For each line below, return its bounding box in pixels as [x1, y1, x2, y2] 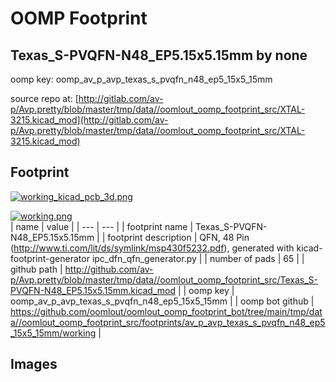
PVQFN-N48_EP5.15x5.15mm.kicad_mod [10, 284, 176, 296]
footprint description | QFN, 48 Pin [107, 231, 250, 243]
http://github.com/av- [64, 263, 154, 275]
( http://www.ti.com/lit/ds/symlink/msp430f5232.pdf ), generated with [10, 242, 295, 254]
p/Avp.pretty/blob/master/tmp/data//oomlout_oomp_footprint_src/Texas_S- [10, 273, 319, 286]
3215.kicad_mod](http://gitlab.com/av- [10, 114, 169, 126]
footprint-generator [10, 252, 90, 264]
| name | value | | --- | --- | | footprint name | [10, 220, 194, 232]
